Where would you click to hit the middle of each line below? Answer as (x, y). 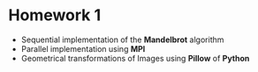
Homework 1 (55, 15)
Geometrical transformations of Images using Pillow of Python (135, 58)
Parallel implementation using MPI (83, 48)
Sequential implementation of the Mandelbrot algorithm (122, 40)
